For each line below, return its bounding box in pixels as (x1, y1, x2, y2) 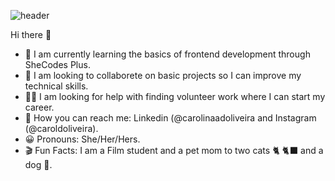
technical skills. (24, 80, 89, 92)
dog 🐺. (24, 159, 53, 170)
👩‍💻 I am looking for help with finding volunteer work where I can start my (24, 91, 326, 102)
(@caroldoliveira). (24, 123, 99, 134)
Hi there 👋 (10, 29, 52, 40)
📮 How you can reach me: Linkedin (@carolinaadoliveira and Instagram (24, 112, 317, 124)
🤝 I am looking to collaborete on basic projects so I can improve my (24, 70, 302, 81)
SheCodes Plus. (24, 59, 91, 70)
